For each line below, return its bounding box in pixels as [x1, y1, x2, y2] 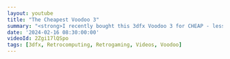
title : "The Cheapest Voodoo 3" [7, 16, 99, 23]
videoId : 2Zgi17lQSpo [7, 35, 69, 42]
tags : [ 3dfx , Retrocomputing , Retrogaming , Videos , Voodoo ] [7, 41, 183, 48]
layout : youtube [7, 9, 53, 17]
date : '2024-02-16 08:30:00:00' [7, 28, 99, 36]
